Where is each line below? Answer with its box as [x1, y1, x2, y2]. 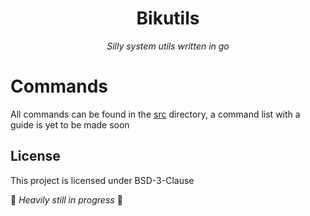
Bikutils [136, 7, 200, 30]
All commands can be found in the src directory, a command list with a [10, 108, 301, 120]
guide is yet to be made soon [10, 118, 130, 131]
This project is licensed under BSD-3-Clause [10, 174, 195, 186]
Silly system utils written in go [106, 40, 230, 52]
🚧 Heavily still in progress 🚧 [10, 193, 123, 206]
